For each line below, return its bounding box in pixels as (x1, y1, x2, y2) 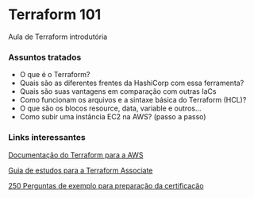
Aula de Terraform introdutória (8, 32, 108, 41)
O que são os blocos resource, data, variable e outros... (19, 103, 202, 113)
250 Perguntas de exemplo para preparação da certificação (8, 181, 204, 190)
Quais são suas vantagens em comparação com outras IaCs (19, 87, 217, 96)
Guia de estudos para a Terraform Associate (8, 165, 153, 175)
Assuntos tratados (8, 52, 82, 63)
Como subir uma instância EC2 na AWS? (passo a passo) (19, 112, 206, 122)
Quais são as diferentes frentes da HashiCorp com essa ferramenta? (19, 78, 244, 88)
